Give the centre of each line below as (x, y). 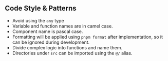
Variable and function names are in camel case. (63, 26)
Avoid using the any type (38, 20)
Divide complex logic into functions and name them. (67, 47)
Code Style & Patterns (41, 8)
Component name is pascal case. (48, 31)
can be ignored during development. (51, 42)
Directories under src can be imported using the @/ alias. (72, 53)
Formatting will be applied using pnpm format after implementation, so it (87, 37)
